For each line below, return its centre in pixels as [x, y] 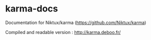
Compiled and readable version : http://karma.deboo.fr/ [63, 32]
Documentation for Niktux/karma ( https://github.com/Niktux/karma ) [76, 22]
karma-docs [32, 9]
